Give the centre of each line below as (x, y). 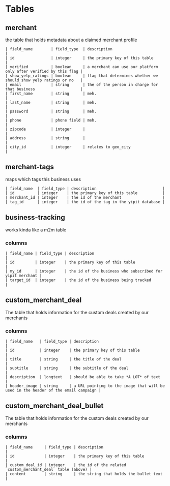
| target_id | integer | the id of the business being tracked (78, 280)
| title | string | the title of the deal (64, 359)
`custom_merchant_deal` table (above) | (49, 470)
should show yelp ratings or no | (44, 80)
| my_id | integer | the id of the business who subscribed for (84, 271)
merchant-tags (30, 167)
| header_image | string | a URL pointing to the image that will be (85, 386)
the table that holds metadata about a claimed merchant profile (71, 40)
